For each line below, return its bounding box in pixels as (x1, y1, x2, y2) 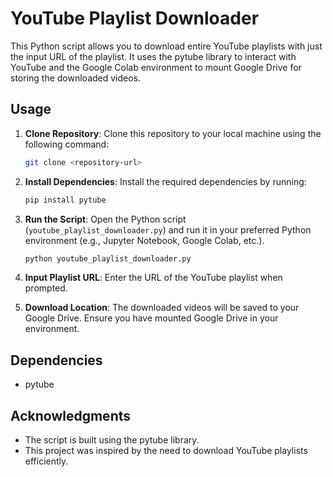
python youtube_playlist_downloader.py (24, 253, 192, 264)
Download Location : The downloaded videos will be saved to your (24, 302, 300, 314)
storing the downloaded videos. (10, 72, 142, 84)
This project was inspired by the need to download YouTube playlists (24, 445, 308, 456)
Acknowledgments (10, 407, 132, 424)
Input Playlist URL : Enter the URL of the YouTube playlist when (24, 272, 283, 284)
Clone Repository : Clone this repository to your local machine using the (24, 127, 322, 139)
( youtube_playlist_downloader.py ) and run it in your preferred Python (24, 223, 312, 236)
